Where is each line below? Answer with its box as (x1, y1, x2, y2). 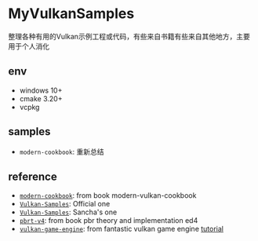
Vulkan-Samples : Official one (19, 199, 111, 209)
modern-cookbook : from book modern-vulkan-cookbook (19, 191, 197, 200)
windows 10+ (19, 86, 63, 95)
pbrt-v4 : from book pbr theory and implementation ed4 (19, 216, 198, 225)
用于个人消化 (8, 41, 49, 51)
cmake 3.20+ (19, 93, 63, 103)
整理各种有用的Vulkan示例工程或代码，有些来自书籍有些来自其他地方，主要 (8, 31, 251, 41)
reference (8, 170, 57, 183)
